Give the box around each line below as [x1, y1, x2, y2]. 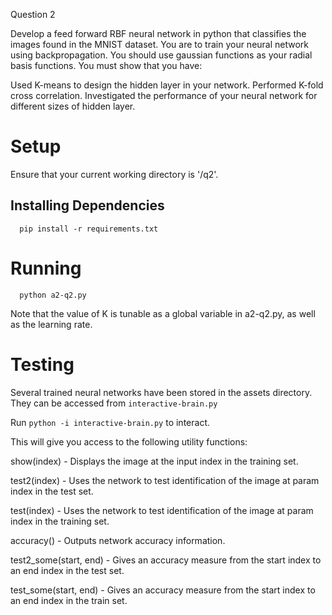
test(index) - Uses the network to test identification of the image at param [10, 504, 314, 516]
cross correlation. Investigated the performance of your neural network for [10, 90, 318, 101]
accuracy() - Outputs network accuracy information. [10, 534, 226, 546]
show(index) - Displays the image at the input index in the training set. [10, 455, 299, 467]
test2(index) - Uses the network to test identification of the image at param [10, 474, 320, 486]
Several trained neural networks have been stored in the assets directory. [10, 386, 313, 398]
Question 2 [10, 9, 56, 20]
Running [10, 257, 82, 279]
